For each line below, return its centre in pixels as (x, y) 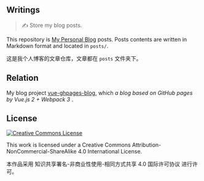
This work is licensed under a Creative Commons (69, 145)
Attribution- (147, 145)
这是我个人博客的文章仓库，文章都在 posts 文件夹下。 (74, 58)
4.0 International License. (110, 152)
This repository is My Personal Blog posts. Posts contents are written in (97, 39)
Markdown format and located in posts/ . (57, 46)
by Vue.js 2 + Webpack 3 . (40, 99)
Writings (23, 10)
